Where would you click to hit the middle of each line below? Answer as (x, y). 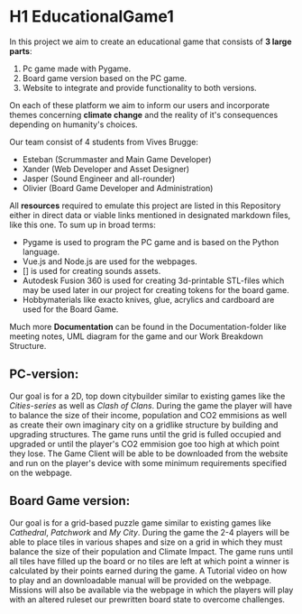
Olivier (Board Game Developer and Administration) (118, 188)
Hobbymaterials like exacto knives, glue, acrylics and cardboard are (148, 299)
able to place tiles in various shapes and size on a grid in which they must (146, 542)
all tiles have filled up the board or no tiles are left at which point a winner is (150, 561)
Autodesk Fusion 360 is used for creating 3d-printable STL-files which (153, 280)
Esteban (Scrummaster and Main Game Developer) (117, 159)
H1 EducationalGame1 (92, 17)
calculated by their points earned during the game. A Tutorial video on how (148, 571)
